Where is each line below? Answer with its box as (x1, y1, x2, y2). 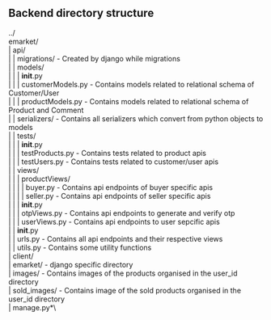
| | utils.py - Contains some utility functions (8, 242, 152, 252)
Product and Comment (8, 105, 84, 115)
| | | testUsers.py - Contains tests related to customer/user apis (8, 157, 219, 166)
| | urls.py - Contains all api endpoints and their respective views (8, 234, 223, 243)
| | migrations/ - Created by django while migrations (8, 53, 180, 63)
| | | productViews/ (8, 174, 70, 183)
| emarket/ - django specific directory (8, 259, 133, 269)
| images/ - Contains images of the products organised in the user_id (8, 268, 238, 278)
